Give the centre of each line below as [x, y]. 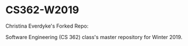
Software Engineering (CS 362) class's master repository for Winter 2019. [94, 37]
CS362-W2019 [42, 10]
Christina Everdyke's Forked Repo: [47, 26]
